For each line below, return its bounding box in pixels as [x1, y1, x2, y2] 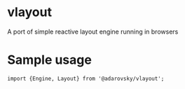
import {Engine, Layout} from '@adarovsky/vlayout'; [7, 75, 165, 82]
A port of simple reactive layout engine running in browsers [7, 27, 179, 36]
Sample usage [7, 52, 92, 68]
